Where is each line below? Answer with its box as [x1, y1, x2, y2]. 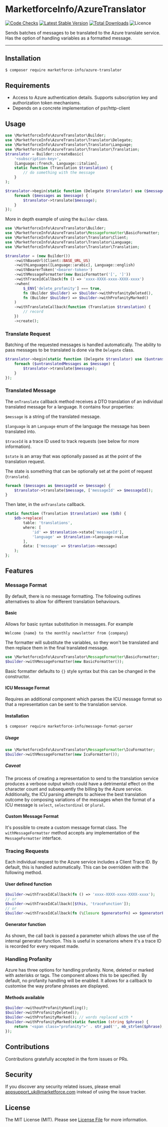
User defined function [5, 881, 52, 887]
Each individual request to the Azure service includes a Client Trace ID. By [5, 859, 158, 865]
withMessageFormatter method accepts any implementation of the [5, 829, 140, 835]
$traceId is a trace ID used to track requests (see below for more [5, 438, 139, 444]
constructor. [5, 673, 30, 679]
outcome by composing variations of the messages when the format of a [5, 796, 155, 802]
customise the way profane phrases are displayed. [5, 983, 109, 989]
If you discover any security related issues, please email [5, 1083, 121, 1089]
